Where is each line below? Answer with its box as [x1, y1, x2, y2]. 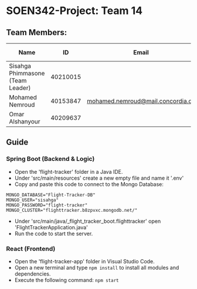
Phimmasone [9, 69, 45, 77]
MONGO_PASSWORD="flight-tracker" [6, 202, 88, 208]
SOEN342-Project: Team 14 [6, 4, 142, 18]
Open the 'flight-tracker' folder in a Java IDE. [14, 168, 123, 175]
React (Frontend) [6, 245, 56, 253]
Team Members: [6, 27, 67, 37]
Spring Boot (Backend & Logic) [6, 155, 95, 163]
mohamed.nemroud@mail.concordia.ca [87, 97, 195, 105]
